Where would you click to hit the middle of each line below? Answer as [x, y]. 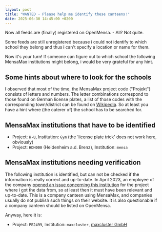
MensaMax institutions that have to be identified [80, 125]
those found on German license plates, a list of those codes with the [74, 99]
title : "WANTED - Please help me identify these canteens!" [68, 14]
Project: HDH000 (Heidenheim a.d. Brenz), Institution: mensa [70, 147]
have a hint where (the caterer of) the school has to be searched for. [74, 110]
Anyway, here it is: [24, 215]
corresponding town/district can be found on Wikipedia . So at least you [77, 105]
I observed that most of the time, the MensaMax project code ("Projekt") [78, 89]
